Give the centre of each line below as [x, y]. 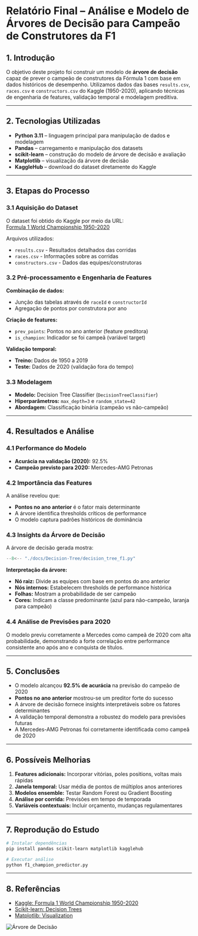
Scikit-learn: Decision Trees [48, 909]
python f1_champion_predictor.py [47, 865]
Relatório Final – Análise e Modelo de [98, 11]
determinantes [32, 711]
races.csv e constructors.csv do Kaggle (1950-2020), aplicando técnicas [95, 91]
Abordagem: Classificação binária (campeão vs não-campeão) [92, 407]
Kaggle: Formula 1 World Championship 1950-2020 [76, 903]
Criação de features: [32, 320]
